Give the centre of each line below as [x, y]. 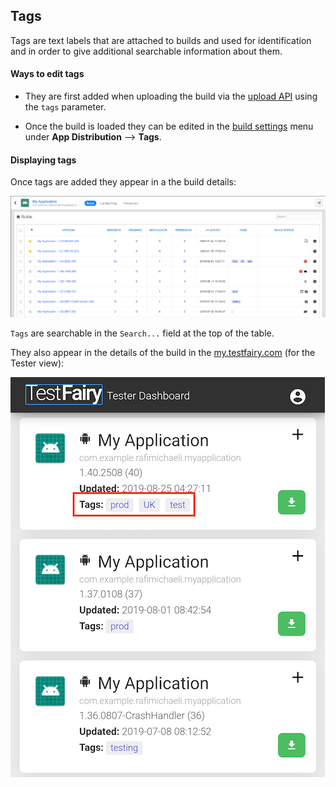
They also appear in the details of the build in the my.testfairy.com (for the [163, 352]
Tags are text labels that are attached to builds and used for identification [161, 40]
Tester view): [37, 363]
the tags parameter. [65, 107]
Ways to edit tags [47, 74]
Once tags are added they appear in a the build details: [123, 182]
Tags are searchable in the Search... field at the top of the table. [142, 333]
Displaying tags [43, 160]
